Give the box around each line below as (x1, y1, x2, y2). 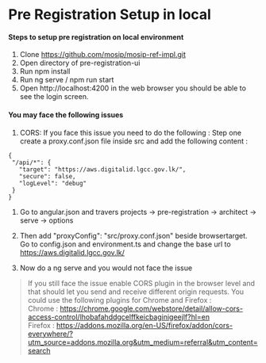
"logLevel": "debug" (18, 179, 87, 187)
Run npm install (19, 67, 71, 76)
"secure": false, (18, 172, 77, 180)
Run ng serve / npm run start (19, 75, 114, 85)
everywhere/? (27, 329, 74, 338)
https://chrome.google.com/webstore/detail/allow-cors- (60, 304, 244, 313)
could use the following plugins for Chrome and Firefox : (27, 295, 212, 304)
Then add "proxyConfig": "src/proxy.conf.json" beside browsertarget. (19, 231, 248, 240)
